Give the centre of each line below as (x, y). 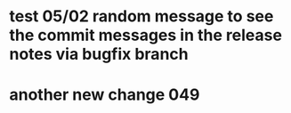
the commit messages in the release (146, 35)
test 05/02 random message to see (141, 16)
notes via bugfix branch (99, 54)
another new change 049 (105, 95)
